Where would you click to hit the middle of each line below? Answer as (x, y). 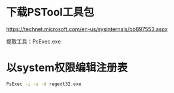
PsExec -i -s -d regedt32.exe (44, 84)
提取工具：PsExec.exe (33, 41)
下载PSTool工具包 (50, 12)
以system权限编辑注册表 (67, 68)
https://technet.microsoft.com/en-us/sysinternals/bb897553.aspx (87, 29)
